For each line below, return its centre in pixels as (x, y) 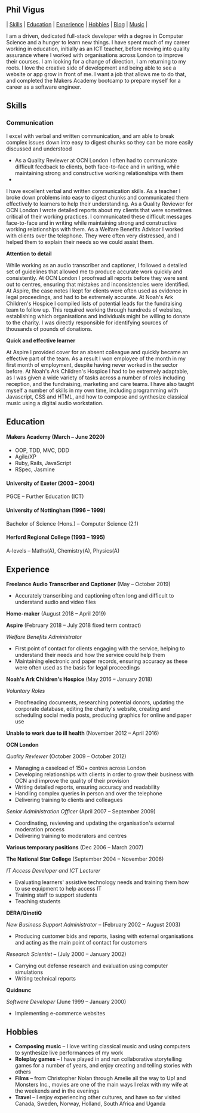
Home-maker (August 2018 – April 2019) (56, 613)
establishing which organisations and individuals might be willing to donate (98, 316)
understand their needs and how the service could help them (90, 654)
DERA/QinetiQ (24, 913)
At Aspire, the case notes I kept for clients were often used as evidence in (97, 291)
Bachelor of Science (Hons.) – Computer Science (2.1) (73, 523)
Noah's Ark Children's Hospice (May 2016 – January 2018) (79, 679)
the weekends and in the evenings (57, 1091)
